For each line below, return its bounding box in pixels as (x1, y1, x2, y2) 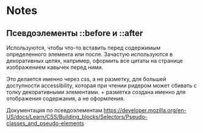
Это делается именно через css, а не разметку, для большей (6, 76, 166, 82)
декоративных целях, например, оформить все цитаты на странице (6, 57, 183, 64)
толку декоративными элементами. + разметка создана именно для (6, 88, 186, 95)
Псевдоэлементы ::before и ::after (6, 28, 143, 38)
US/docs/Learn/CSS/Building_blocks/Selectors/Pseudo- (6, 113, 148, 120)
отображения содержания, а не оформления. (6, 95, 125, 102)
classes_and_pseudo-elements (6, 120, 84, 127)
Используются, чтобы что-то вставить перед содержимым (6, 44, 160, 51)
